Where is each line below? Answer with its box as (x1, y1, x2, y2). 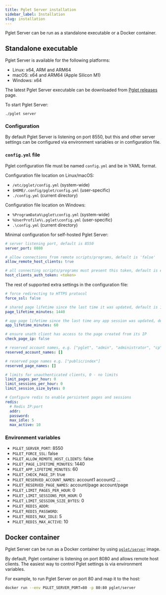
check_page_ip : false (5, 336, 50, 341)
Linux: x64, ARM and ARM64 (12, 67, 72, 73)
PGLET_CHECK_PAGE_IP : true (12, 472, 66, 477)
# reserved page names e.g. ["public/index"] (5, 358, 100, 363)
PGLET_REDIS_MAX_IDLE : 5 (12, 514, 62, 519)
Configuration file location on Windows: (5, 202, 86, 208)
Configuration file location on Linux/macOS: (5, 172, 94, 178)
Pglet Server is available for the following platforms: (5, 57, 110, 63)
